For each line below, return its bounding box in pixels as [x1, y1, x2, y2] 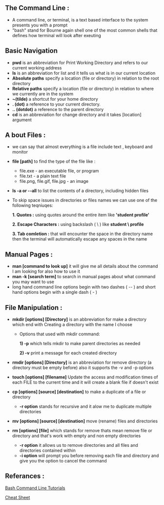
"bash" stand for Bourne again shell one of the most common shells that [12, 27, 158, 33]
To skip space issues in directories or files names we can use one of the [12, 198, 158, 203]
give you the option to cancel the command [19, 458, 107, 464]
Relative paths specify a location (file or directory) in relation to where [12, 86, 154, 91]
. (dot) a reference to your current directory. [12, 101, 101, 107]
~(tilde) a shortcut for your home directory [12, 96, 99, 102]
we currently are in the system [12, 90, 74, 97]
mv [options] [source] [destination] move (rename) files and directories [12, 418, 158, 424]
